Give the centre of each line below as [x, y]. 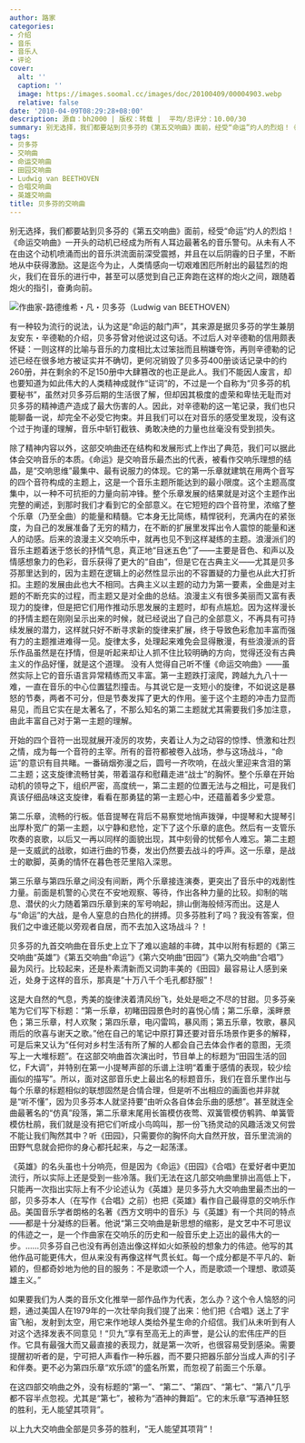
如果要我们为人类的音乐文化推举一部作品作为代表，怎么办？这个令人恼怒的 [148, 1299]
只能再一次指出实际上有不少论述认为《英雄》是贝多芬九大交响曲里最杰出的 [148, 1188]
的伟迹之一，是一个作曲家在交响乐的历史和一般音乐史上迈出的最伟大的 [141, 1234]
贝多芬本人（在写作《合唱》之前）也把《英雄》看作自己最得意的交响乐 [156, 1200]
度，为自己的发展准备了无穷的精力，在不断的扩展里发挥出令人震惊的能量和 [148, 527]
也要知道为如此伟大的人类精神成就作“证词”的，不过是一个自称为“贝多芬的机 [150, 383]
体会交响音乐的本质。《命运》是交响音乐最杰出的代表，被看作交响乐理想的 [147, 459]
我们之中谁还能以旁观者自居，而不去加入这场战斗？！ [109, 926]
